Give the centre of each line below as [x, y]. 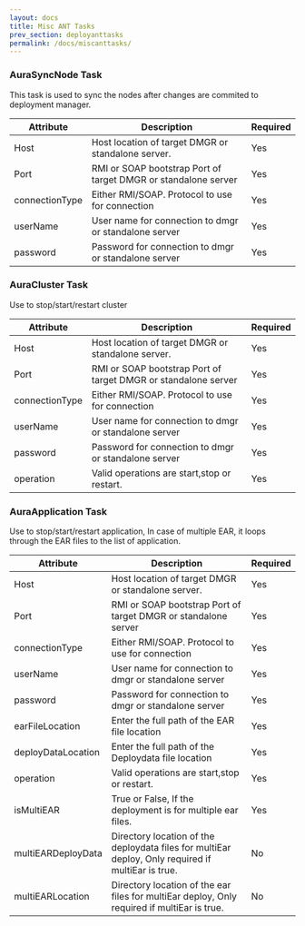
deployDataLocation [57, 753]
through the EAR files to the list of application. [95, 541]
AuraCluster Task [49, 285]
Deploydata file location [162, 758]
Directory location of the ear [171, 885]
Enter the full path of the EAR [172, 721]
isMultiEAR [37, 811]
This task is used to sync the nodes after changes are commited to [134, 94]
